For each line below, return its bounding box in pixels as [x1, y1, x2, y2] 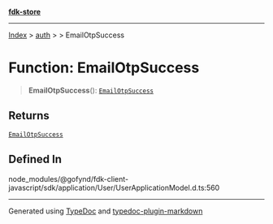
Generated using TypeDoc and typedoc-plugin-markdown [8, 206, 203, 216]
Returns [8, 109, 50, 123]
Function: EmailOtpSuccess [8, 58, 200, 77]
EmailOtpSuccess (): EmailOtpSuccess [28, 85, 154, 95]
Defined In [8, 153, 63, 166]
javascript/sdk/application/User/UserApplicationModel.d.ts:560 [8, 183, 220, 192]
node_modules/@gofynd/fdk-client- [8, 174, 128, 183]
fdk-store [8, 7, 41, 16]
